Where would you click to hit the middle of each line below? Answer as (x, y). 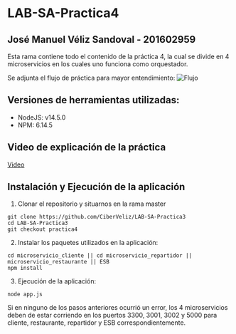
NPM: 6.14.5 (35, 125)
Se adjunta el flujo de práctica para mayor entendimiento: (91, 78)
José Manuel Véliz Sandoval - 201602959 (102, 40)
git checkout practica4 (43, 229)
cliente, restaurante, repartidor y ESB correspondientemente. (97, 323)
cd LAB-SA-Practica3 (38, 223)
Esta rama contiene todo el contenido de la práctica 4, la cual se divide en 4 (118, 56)
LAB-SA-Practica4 (63, 13)
